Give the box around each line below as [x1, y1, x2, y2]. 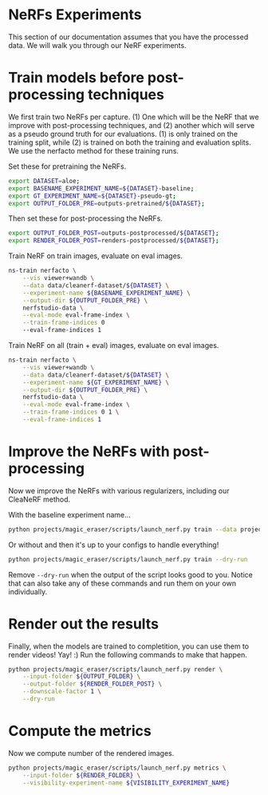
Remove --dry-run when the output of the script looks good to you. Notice [8, 569, 254, 579]
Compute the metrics [8, 722, 152, 741]
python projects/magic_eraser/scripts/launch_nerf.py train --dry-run [8, 555, 248, 563]
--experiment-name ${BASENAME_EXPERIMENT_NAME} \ [22, 289, 191, 297]
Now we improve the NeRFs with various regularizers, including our [8, 485, 230, 495]
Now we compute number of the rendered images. [8, 748, 175, 757]
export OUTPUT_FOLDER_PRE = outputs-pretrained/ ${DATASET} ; [8, 199, 205, 207]
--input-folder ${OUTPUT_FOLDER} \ [22, 673, 141, 681]
